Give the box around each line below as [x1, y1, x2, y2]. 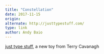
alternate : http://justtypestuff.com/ [5, 21, 84, 26]
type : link [5, 26, 27, 30]
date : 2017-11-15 [5, 12, 41, 17]
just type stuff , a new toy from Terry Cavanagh [5, 44, 100, 49]
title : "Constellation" [5, 7, 54, 12]
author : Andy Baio [5, 30, 43, 35]
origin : [5, 16, 21, 21]
